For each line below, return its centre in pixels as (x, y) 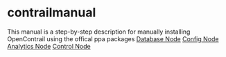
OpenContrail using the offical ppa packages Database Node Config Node (113, 38)
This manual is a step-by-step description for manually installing (99, 32)
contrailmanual (52, 13)
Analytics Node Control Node (49, 46)
